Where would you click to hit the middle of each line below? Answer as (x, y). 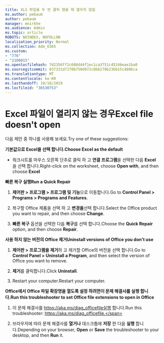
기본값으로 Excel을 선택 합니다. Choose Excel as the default (64, 149)
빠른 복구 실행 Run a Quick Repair (38, 182)
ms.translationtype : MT (30, 74)
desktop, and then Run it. (38, 335)
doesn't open (33, 125)
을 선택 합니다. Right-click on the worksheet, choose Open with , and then (85, 166)
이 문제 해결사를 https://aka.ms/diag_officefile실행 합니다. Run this (77, 308)
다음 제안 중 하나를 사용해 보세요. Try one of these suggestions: (67, 139)
